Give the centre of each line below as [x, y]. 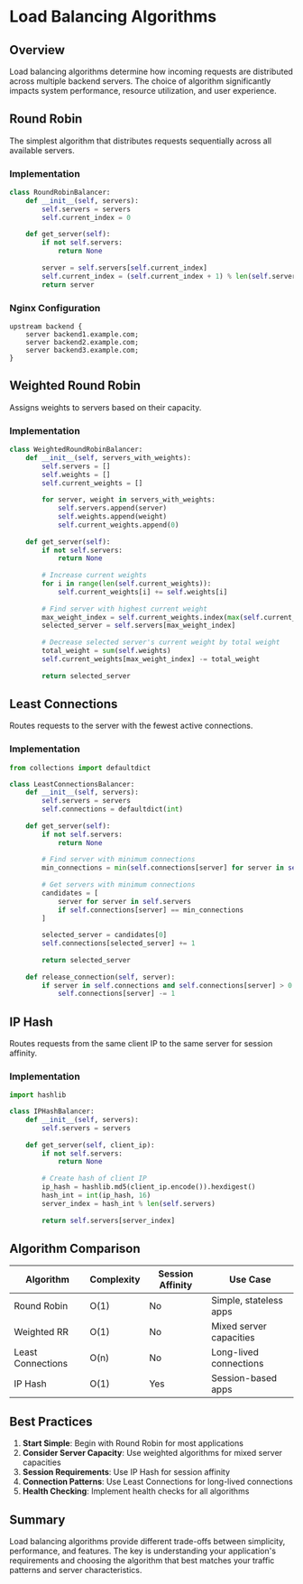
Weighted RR [41, 1332]
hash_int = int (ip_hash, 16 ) [96, 1195]
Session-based [244, 1378]
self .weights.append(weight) [112, 517]
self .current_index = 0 [86, 217]
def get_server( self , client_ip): [90, 1145]
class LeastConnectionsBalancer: [72, 784]
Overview [37, 50]
